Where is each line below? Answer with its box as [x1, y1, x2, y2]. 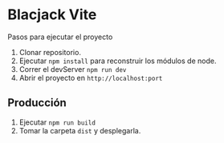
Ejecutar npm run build [18, 117, 96, 127]
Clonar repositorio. [18, 47, 82, 57]
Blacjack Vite [7, 6, 97, 24]
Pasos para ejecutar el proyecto [7, 32, 113, 42]
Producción [7, 96, 67, 109]
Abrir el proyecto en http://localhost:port [18, 73, 163, 82]
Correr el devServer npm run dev [18, 64, 127, 73]
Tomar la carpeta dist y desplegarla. [18, 125, 141, 135]
